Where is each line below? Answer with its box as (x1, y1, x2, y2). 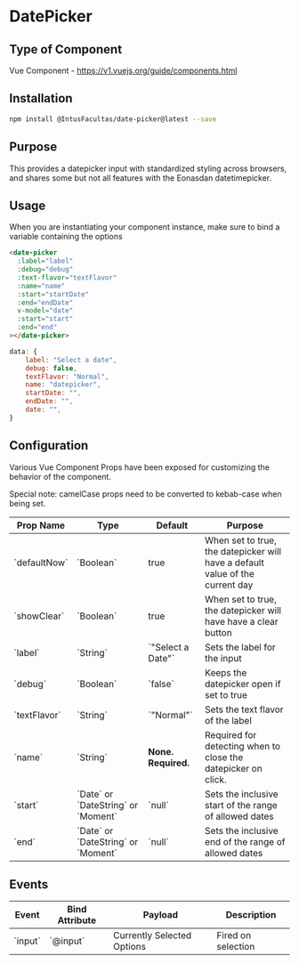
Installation (9, 91, 73, 106)
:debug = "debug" (17, 265, 74, 274)
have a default (204, 556, 264, 569)
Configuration (9, 438, 89, 453)
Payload (142, 909, 179, 921)
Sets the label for (204, 641, 276, 653)
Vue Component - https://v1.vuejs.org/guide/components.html (9, 65, 238, 76)
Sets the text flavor (204, 703, 284, 716)
